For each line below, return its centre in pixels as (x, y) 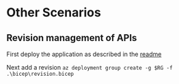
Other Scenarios (54, 13)
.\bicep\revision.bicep (40, 74)
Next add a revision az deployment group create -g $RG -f (89, 67)
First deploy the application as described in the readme (84, 54)
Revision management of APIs (72, 38)
